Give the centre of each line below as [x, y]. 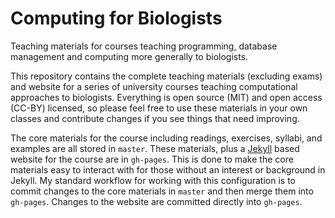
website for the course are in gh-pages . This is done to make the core [152, 159]
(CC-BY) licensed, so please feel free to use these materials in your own [159, 108]
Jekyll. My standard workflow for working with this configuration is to [153, 180]
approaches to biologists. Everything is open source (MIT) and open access [166, 97]
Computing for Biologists [116, 18]
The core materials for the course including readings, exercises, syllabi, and [166, 138]
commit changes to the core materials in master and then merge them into [162, 191]
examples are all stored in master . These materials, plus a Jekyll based [155, 148]
